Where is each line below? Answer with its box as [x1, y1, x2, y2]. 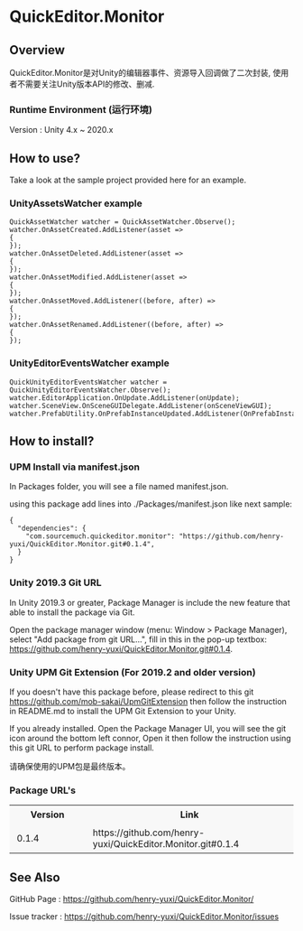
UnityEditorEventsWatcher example [9, 357, 170, 369]
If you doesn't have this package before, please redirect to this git [9, 686, 254, 697]
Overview [9, 42, 66, 58]
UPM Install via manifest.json [9, 461, 140, 473]
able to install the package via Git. [9, 607, 135, 618]
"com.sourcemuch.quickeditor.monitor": [25, 532, 176, 541]
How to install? [9, 433, 95, 449]
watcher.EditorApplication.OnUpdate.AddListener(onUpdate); [9, 393, 241, 403]
